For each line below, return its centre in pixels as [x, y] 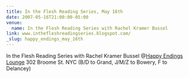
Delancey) [19, 68]
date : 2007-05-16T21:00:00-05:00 [47, 17]
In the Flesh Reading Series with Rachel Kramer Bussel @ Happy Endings [94, 56]
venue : [14, 22]
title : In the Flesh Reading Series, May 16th [65, 12]
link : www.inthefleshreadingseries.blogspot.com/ [69, 34]
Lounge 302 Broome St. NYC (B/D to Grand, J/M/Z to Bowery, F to [87, 62]
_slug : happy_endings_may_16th [45, 39]
